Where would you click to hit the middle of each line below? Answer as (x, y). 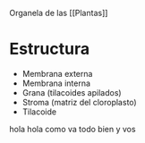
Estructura (50, 49)
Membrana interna (56, 83)
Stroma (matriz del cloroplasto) (79, 102)
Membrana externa (57, 73)
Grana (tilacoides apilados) (72, 92)
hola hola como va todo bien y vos (72, 129)
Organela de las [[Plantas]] (59, 13)
